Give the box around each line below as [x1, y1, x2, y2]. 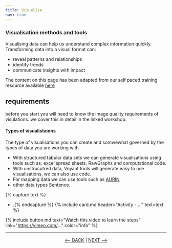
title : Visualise [5, 7, 42, 13]
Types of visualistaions [5, 128, 56, 134]
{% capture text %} [5, 191, 46, 197]
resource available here [5, 82, 55, 88]
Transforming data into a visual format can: [5, 46, 96, 52]
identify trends [12, 61, 44, 67]
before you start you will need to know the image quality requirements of [5, 110, 159, 117]
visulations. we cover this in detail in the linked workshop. [5, 116, 127, 122]
